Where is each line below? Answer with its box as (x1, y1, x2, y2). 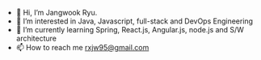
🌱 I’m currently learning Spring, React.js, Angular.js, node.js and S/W (15, 25, 245, 34)
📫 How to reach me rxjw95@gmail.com (15, 43, 149, 52)
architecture (15, 33, 57, 43)
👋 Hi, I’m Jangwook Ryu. (15, 8, 98, 17)
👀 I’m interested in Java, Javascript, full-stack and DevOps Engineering (15, 16, 253, 26)
